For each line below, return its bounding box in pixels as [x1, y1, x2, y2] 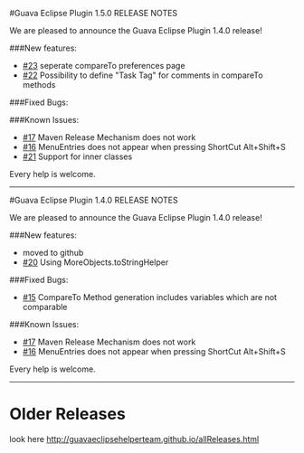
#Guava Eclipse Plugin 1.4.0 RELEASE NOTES [9, 194, 178, 205]
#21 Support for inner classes [22, 151, 133, 162]
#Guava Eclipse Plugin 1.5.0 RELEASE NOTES [9, 8, 178, 18]
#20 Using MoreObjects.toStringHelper [22, 257, 169, 268]
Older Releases [9, 404, 127, 424]
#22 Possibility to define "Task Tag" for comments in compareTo [22, 70, 264, 80]
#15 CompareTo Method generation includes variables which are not [22, 292, 278, 302]
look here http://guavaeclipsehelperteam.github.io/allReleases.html [9, 433, 260, 444]
